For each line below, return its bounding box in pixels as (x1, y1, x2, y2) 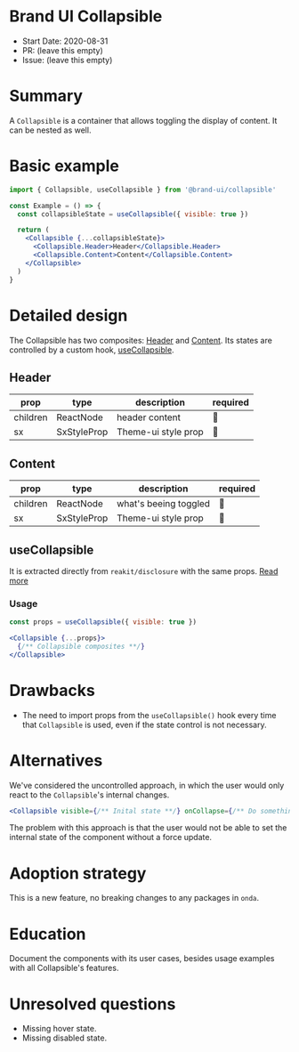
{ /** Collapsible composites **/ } (17, 642, 145, 651)
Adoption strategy (9, 863, 147, 883)
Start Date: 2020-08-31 (21, 36, 109, 46)
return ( (17, 225, 50, 235)
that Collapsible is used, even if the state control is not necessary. (21, 719, 267, 730)
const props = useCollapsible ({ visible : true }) (9, 618, 198, 627)
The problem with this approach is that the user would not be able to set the (9, 822, 287, 833)
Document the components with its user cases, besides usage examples (9, 953, 275, 964)
